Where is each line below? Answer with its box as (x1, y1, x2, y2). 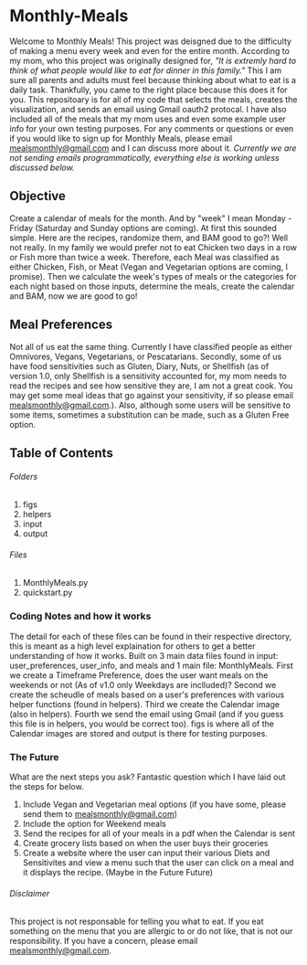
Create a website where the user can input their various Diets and (22, 847, 270, 858)
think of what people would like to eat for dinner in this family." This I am (9, 65, 281, 76)
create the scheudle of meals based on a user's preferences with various (9, 689, 285, 700)
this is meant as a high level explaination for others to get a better (9, 641, 256, 652)
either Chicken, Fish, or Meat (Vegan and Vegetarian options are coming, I (9, 261, 288, 272)
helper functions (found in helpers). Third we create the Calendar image (9, 698, 281, 709)
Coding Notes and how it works (9, 610, 152, 622)
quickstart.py (22, 587, 73, 599)
